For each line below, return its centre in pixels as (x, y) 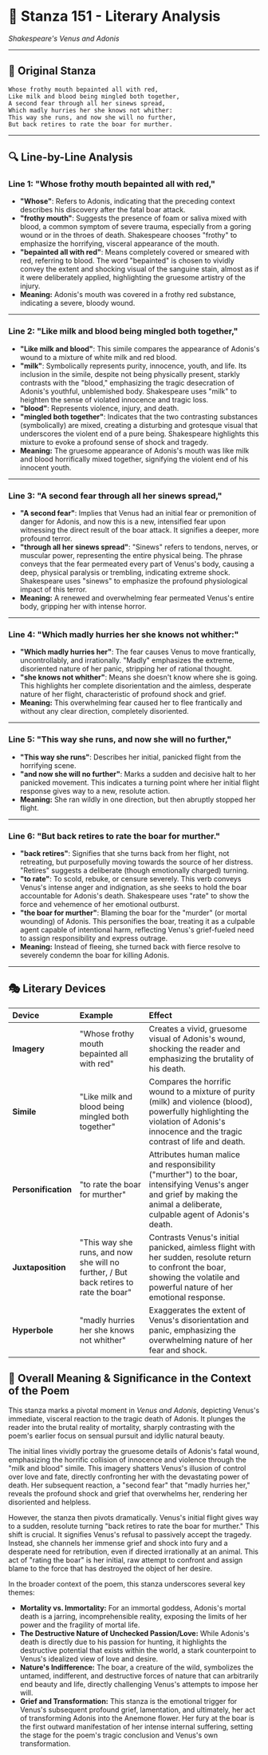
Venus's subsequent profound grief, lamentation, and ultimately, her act (138, 1709)
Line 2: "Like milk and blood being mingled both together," (123, 331)
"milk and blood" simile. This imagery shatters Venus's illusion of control (127, 1468)
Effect (161, 1015)
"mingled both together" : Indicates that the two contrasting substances (138, 416)
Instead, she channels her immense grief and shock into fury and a (118, 1543)
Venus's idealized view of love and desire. (89, 1658)
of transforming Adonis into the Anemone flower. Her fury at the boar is (137, 1718)
